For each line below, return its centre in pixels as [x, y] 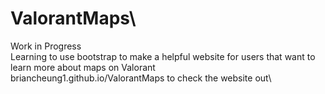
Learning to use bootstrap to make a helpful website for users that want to [163, 56]
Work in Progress [46, 46]
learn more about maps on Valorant [83, 67]
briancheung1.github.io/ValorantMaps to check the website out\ [141, 78]
